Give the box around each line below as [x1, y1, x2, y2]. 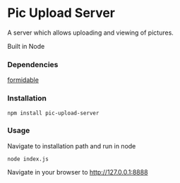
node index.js [7, 155, 49, 163]
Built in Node [7, 42, 45, 50]
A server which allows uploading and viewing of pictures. [7, 28, 174, 37]
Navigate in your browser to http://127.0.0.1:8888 [7, 167, 148, 176]
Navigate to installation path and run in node [7, 141, 136, 150]
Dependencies [7, 59, 59, 69]
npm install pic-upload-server [7, 110, 100, 117]
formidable [7, 76, 39, 84]
